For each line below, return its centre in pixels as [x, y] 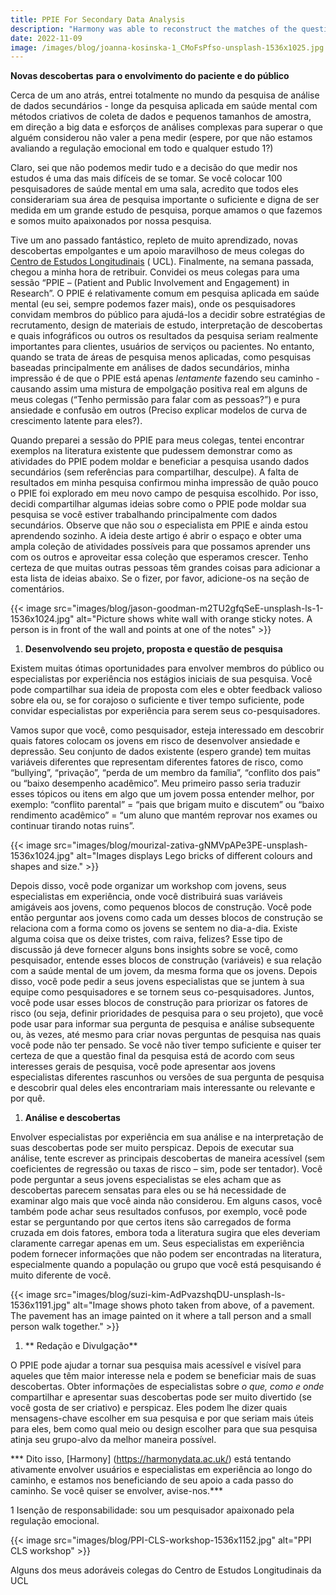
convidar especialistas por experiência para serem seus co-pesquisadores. [165, 711]
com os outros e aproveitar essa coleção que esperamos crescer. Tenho [159, 557]
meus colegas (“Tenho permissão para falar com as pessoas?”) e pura [155, 400]
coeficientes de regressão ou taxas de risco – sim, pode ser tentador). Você [166, 1169]
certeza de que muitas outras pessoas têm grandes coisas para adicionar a [165, 568]
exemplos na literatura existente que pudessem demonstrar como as [151, 451]
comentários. [37, 589]
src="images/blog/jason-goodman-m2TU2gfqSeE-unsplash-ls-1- [188, 608]
